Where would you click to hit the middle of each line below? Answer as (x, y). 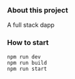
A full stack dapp (31, 25)
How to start (28, 43)
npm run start (27, 69)
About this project (37, 10)
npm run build (27, 63)
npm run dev (24, 57)
